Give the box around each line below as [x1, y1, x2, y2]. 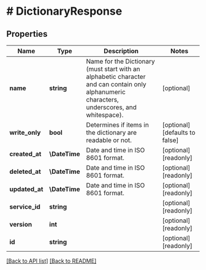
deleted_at [9, 167, 41, 176]
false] [162, 136, 179, 144]
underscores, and [85, 103, 137, 111]
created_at [9, 150, 42, 158]
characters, [85, 96, 119, 103]
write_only [9, 129, 41, 137]
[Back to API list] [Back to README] [6, 257, 97, 264]
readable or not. [85, 136, 132, 144]
